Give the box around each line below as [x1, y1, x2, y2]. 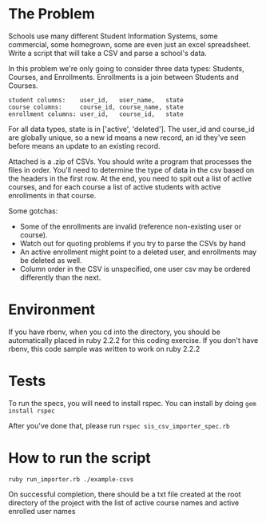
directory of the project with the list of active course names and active [8, 497, 240, 508]
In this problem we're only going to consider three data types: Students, [8, 63, 245, 73]
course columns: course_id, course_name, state [8, 103, 184, 111]
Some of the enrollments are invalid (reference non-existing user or [19, 221, 242, 231]
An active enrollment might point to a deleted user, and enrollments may [19, 247, 257, 257]
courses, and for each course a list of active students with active [8, 181, 221, 192]
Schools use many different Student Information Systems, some [8, 31, 218, 41]
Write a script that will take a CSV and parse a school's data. [8, 48, 208, 58]
